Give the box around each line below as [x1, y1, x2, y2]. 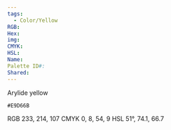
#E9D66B [7, 102, 30, 109]
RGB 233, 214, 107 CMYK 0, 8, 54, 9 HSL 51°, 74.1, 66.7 [7, 114, 165, 123]
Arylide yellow [7, 89, 48, 97]
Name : [7, 56, 23, 63]
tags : [7, 10, 23, 18]
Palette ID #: [7, 63, 46, 70]
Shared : [7, 69, 30, 76]
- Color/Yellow [13, 17, 58, 24]
